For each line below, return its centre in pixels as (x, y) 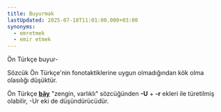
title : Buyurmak (31, 14)
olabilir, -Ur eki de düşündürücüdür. (58, 101)
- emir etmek (32, 40)
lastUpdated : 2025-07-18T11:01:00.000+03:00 (73, 20)
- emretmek (29, 33)
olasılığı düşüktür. (32, 80)
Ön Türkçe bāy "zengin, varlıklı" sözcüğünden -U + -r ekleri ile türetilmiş (111, 94)
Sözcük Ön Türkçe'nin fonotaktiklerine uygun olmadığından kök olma (106, 73)
